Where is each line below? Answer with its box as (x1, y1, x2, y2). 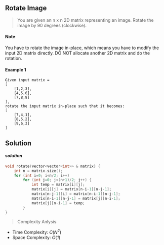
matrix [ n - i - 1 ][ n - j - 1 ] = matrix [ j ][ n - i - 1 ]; (31, 196, 121, 201)
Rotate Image (5, 4, 47, 12)
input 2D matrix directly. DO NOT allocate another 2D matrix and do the (5, 50, 150, 56)
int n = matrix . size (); (14, 168, 63, 173)
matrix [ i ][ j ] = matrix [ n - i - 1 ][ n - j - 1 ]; (31, 187, 112, 192)
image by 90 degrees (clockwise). (17, 22, 87, 28)
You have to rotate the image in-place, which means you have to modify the (5, 45, 159, 51)
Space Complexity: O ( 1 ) (12, 235, 61, 241)
